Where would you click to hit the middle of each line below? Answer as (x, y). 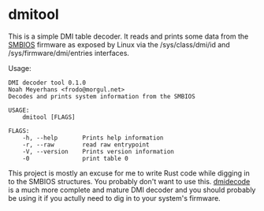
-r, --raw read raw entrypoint (86, 144)
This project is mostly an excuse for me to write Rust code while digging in (129, 173)
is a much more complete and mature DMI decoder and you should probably (132, 190)
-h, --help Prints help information (93, 138)
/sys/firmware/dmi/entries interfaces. (69, 53)
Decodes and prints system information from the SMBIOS (102, 96)
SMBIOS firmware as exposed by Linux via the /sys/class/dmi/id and (119, 44)
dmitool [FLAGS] (49, 117)
